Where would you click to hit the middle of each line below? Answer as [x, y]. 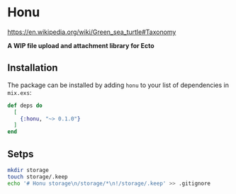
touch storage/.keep [38, 177]
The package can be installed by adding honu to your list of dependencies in [118, 85]
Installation [33, 68]
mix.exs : [19, 92]
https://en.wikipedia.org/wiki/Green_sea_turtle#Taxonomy [92, 32]
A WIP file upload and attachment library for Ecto [81, 45]
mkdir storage [28, 170]
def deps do [25, 105]
